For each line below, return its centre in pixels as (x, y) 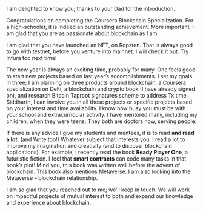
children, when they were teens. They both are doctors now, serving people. (101, 121)
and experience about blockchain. (49, 203)
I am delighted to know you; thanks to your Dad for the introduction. (91, 9)
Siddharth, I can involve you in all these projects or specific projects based (99, 102)
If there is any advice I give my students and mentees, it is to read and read (100, 133)
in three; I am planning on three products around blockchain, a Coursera (96, 82)
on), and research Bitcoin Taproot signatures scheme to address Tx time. (97, 95)
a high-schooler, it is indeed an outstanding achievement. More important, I (100, 27)
